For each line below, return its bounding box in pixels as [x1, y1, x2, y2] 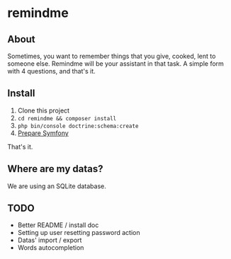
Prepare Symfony [17, 129, 69, 137]
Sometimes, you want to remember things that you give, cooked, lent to [7, 52, 216, 60]
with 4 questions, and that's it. [7, 67, 96, 75]
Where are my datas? [7, 163, 103, 175]
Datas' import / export [17, 236, 82, 245]
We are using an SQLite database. [7, 182, 106, 190]
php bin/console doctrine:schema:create [17, 122, 139, 129]
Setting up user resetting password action [17, 229, 140, 237]
